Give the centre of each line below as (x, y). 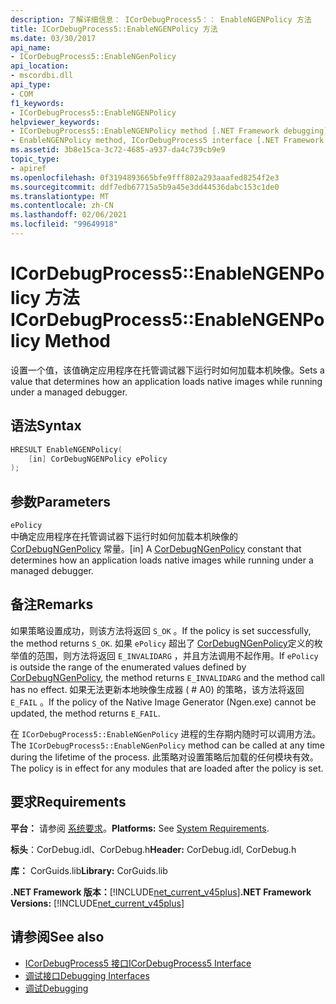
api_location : (40, 66)
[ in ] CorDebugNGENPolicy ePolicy (98, 459)
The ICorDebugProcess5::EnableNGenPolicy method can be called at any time (167, 745)
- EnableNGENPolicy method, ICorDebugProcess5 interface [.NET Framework (167, 141)
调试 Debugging (56, 988)
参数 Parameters (60, 501)
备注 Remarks (52, 604)
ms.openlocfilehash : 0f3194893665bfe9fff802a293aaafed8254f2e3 (145, 177)
